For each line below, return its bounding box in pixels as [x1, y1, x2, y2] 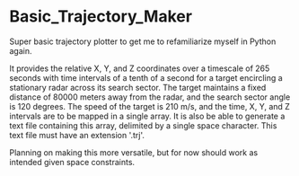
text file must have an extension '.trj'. [9, 129, 145, 140]
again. [9, 45, 33, 56]
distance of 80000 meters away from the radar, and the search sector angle [9, 92, 291, 102]
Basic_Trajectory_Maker [9, 6, 193, 27]
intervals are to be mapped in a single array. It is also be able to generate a [9, 110, 286, 121]
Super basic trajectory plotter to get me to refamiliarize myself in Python [9, 36, 277, 47]
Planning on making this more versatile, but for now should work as [9, 146, 259, 158]
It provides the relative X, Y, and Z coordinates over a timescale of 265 [9, 63, 270, 74]
